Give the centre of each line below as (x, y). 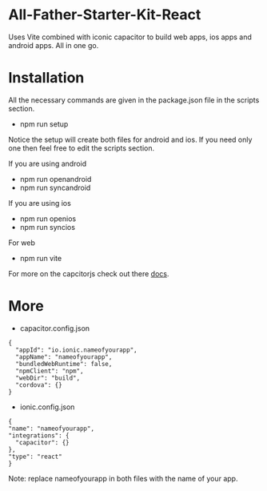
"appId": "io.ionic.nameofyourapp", (76, 350)
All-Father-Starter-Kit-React (105, 15)
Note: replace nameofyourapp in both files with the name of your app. (123, 478)
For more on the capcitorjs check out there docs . (89, 273)
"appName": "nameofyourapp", (64, 357)
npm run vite (41, 258)
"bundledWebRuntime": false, (64, 364)
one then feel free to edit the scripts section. (82, 148)
